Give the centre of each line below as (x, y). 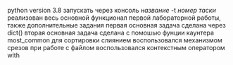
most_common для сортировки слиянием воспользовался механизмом (115, 40)
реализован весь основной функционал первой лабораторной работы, (114, 18)
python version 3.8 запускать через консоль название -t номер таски (112, 10)
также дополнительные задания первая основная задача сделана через (117, 25)
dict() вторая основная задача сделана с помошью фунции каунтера (111, 32)
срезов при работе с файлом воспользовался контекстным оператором (116, 48)
